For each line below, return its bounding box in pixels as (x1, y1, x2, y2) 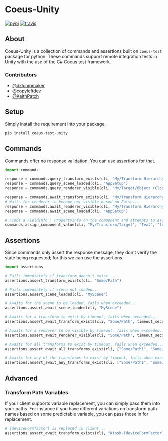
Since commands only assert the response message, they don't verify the (5, 249, 157, 256)
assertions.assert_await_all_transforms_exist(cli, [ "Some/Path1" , (5, 346, 149, 351)
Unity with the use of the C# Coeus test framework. (5, 59, 111, 65)
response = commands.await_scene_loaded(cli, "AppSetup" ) (5, 209, 128, 214)
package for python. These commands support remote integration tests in (5, 53, 157, 59)
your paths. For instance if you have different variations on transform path (5, 405, 157, 411)
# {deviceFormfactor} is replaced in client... (5, 426, 106, 431)
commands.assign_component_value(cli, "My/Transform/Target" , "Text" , (5, 222, 155, 227)
